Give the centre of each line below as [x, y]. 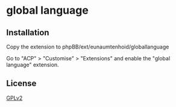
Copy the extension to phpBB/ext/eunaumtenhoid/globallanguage [88, 47]
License [21, 83]
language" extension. [33, 65]
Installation [28, 33]
